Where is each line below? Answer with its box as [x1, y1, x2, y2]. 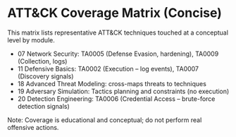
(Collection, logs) [17, 56, 68, 65]
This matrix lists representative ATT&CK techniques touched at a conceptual [7, 28, 229, 37]
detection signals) [17, 102, 70, 110]
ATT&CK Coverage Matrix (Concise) [7, 5, 222, 21]
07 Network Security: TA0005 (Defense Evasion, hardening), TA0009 [17, 49, 219, 58]
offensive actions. [7, 123, 59, 131]
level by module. [7, 35, 55, 44]
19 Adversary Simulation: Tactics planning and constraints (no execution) [17, 87, 230, 95]
